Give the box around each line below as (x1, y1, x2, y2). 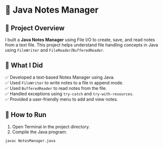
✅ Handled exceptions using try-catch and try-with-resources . (5, 90, 134, 97)
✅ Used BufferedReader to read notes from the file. (5, 85, 107, 91)
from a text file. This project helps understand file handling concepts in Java (5, 42, 159, 48)
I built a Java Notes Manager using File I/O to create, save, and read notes (5, 37, 155, 42)
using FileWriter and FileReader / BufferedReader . (5, 47, 104, 53)
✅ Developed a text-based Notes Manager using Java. (5, 74, 115, 80)
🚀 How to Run (5, 111, 47, 119)
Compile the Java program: (12, 129, 67, 135)
